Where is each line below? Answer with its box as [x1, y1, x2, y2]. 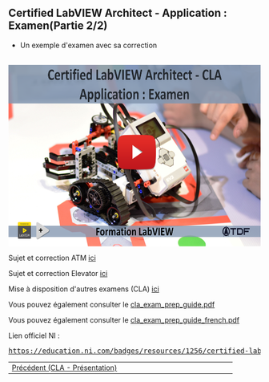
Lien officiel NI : [8, 331, 60, 340]
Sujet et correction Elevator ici [8, 268, 108, 278]
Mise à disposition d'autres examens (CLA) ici [8, 284, 160, 294]
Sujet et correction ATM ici [8, 253, 96, 262]
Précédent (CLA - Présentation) [11, 363, 118, 372]
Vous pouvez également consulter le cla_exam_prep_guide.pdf [8, 299, 215, 309]
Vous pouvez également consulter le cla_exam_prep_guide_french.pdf [8, 315, 240, 324]
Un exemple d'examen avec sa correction [19, 40, 158, 50]
